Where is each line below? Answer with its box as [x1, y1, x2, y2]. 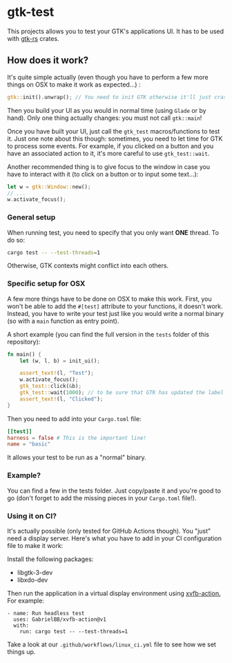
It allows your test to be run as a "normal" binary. [7, 453, 146, 461]
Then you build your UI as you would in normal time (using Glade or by [7, 106, 206, 114]
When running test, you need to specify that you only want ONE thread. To [7, 228, 220, 236]
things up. [7, 647, 36, 655]
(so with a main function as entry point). [7, 317, 119, 325]
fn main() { [7, 351, 41, 357]
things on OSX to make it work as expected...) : [7, 80, 141, 89]
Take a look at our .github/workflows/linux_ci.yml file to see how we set [7, 640, 216, 648]
